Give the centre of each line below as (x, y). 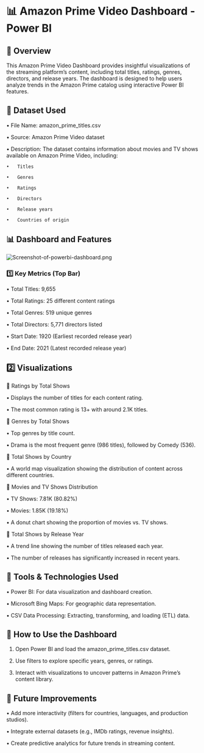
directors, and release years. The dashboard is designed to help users (94, 78)
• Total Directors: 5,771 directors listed (54, 324)
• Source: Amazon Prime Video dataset (55, 137)
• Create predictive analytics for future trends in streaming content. (91, 743)
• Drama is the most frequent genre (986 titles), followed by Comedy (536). (101, 445)
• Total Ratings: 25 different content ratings (61, 301)
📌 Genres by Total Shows (38, 421)
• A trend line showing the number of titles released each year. (85, 546)
